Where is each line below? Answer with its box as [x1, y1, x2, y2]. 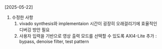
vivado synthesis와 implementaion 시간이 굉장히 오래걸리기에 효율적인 [19, 21, 158, 26]
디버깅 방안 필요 [19, 27, 50, 33]
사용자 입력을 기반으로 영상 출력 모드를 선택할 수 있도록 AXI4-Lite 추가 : [19, 33, 157, 39]
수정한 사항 [11, 14, 34, 20]
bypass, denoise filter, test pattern [19, 39, 89, 44]
